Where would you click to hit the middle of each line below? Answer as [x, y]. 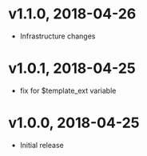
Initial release [42, 145]
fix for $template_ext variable [68, 90]
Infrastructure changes [58, 36]
